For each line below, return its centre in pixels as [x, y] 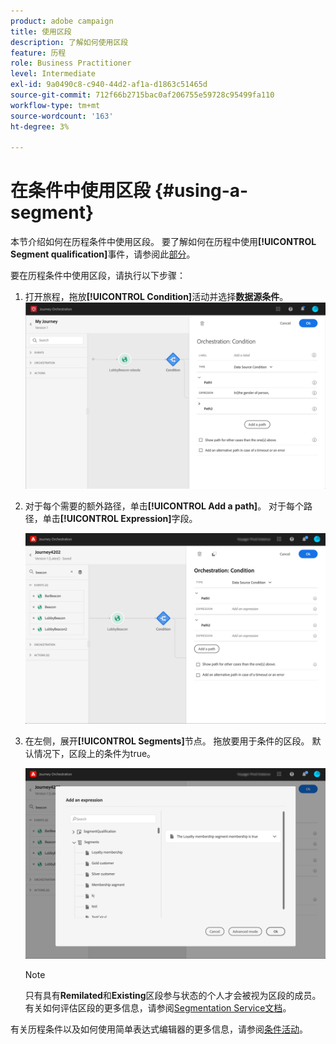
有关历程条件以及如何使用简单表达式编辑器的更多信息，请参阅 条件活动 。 [159, 1029]
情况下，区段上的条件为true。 [95, 754]
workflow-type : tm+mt [55, 105]
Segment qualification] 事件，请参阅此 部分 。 [103, 254]
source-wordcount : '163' [62, 116]
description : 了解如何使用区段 [69, 42]
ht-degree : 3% [40, 126]
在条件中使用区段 [81, 191]
